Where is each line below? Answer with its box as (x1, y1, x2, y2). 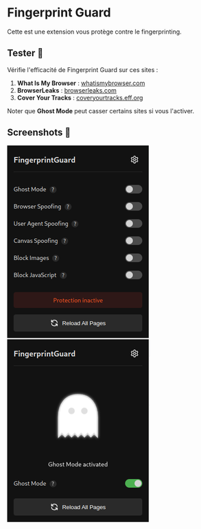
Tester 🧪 (7, 47, 43, 59)
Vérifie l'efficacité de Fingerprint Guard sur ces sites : (7, 65, 158, 73)
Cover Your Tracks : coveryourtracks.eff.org (16, 93, 143, 102)
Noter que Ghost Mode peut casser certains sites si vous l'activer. (7, 106, 194, 115)
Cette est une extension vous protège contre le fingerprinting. (7, 27, 182, 36)
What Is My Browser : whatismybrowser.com (16, 79, 145, 87)
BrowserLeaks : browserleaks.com (16, 86, 117, 94)
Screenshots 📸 (7, 127, 71, 139)
